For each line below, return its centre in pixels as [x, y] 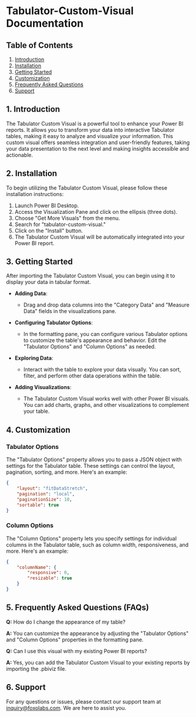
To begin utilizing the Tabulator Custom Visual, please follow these [87, 188]
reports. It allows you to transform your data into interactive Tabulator [90, 130]
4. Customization [38, 430]
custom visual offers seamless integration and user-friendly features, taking [98, 142]
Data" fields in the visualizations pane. [70, 311]
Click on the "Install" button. [49, 230]
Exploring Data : [34, 358]
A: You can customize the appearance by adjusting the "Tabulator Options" [97, 633]
